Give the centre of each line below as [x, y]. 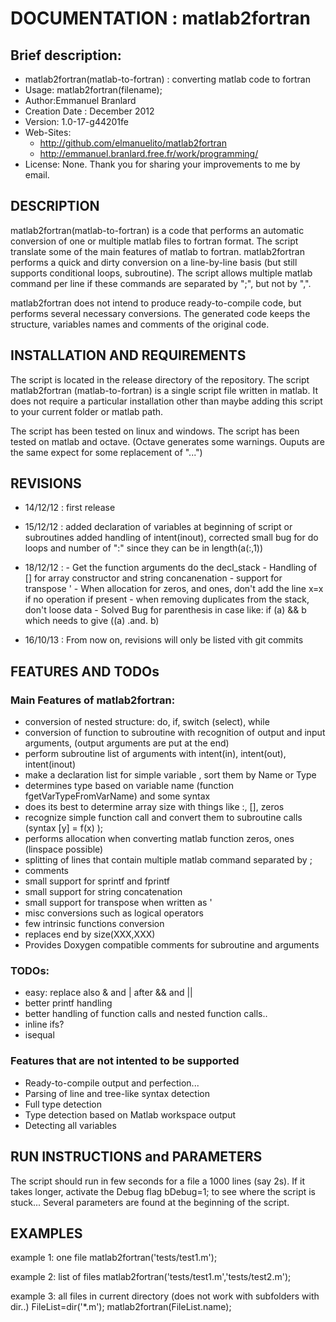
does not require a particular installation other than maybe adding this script [166, 401]
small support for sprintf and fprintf [97, 881]
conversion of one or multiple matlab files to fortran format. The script [154, 241]
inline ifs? [44, 1024]
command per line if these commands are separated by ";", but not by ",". [161, 283]
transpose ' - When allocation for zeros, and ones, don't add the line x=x [174, 589]
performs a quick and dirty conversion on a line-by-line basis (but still [154, 262]
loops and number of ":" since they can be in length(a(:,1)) [144, 548]
